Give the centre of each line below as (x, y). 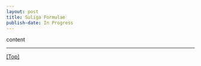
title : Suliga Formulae (36, 17)
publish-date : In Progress (40, 23)
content (16, 40)
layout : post (22, 12)
